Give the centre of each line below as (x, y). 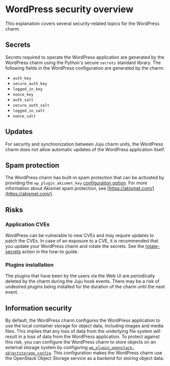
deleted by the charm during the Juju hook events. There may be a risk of (82, 281)
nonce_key (23, 94)
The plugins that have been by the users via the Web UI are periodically (80, 276)
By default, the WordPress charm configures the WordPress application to (83, 320)
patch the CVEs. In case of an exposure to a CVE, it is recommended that (82, 241)
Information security (39, 308)
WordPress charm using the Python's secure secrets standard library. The (83, 63)
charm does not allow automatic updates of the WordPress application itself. (85, 149)
